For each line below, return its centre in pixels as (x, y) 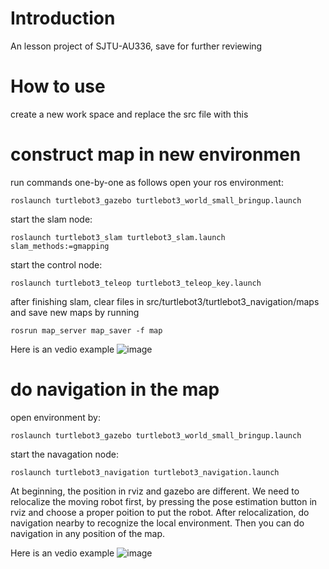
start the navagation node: (64, 454)
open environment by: (55, 417)
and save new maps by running (75, 312)
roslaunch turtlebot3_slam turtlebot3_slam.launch (118, 237)
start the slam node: (51, 219)
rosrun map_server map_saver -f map (86, 330)
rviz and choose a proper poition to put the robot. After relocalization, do (160, 512)
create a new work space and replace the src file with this (129, 114)
